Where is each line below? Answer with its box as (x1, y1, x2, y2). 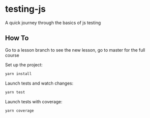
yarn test (5, 89, 26, 94)
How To (5, 34, 29, 42)
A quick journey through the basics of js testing (5, 20, 101, 26)
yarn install (5, 71, 32, 76)
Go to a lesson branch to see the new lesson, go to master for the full (5, 47, 145, 53)
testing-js (5, 3, 46, 15)
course (5, 52, 20, 58)
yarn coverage (5, 108, 34, 113)
